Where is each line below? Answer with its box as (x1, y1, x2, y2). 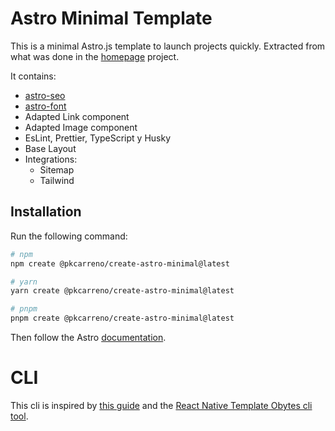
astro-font (24, 100, 67, 112)
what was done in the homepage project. (10, 50, 180, 62)
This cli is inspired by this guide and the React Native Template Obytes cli (10, 399, 313, 411)
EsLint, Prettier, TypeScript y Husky (24, 132, 172, 144)
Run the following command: (10, 230, 128, 242)
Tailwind (39, 174, 75, 186)
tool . (10, 410, 29, 422)
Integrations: (24, 153, 78, 165)
